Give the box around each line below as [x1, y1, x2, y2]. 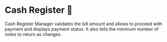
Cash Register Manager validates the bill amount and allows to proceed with [5, 21, 162, 27]
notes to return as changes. [5, 31, 62, 37]
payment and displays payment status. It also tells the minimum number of [5, 26, 159, 32]
